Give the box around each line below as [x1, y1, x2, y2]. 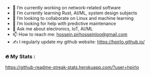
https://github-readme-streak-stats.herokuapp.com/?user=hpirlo [5, 65, 139, 71]
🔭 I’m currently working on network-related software [12, 5, 121, 10]
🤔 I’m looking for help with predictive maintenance [12, 20, 116, 26]
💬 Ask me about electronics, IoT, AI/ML [12, 26, 93, 32]
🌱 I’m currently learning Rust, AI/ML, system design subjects [12, 10, 137, 16]
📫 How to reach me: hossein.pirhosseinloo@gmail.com [12, 31, 128, 37]
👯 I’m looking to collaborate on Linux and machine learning [12, 15, 134, 21]
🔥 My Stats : [5, 53, 36, 60]
